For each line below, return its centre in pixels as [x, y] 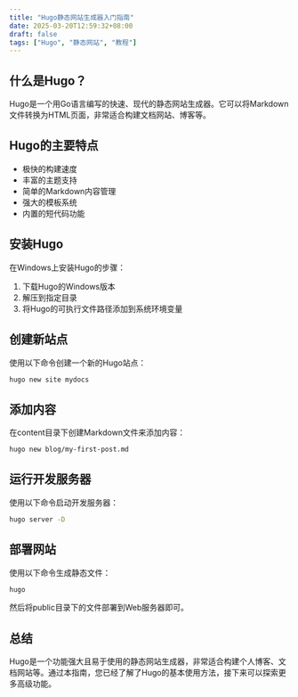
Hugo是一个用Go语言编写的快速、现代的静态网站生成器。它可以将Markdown [149, 104]
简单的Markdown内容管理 [69, 191]
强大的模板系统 [49, 202]
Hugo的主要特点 [54, 146]
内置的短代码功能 [53, 213]
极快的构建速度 [49, 168]
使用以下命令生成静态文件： [60, 572]
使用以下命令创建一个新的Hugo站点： [78, 363]
